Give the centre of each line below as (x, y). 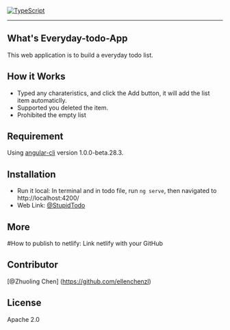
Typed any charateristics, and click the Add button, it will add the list (113, 93)
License (24, 303)
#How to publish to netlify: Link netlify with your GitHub (85, 244)
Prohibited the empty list (52, 115)
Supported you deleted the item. (63, 107)
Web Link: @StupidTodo (51, 205)
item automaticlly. (42, 100)
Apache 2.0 (23, 319)
